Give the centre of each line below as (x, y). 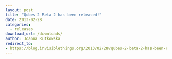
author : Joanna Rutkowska (33, 39)
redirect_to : (19, 44)
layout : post (19, 10)
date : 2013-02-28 (24, 19)
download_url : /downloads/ (34, 34)
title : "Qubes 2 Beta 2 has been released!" (53, 15)
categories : (18, 24)
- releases (21, 29)
